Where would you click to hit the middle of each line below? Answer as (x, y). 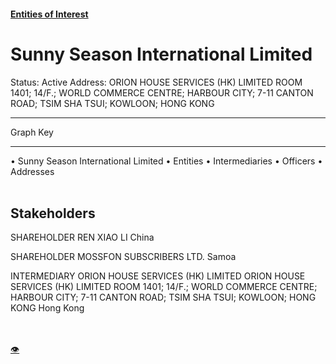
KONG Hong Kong (47, 308)
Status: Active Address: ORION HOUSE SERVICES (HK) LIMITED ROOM (156, 82)
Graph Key (32, 132)
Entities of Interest (49, 14)
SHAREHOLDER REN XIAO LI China (82, 237)
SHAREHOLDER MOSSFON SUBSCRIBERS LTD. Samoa (123, 257)
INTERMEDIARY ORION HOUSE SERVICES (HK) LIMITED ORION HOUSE (158, 276)
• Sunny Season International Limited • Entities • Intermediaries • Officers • (166, 161)
